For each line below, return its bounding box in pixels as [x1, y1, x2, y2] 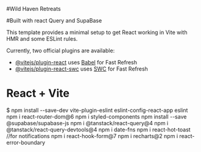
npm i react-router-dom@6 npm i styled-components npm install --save [6, 112, 187, 120]
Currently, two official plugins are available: [6, 47, 115, 54]
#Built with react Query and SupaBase [6, 17, 102, 24]
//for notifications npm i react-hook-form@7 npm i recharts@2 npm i [6, 132, 178, 139]
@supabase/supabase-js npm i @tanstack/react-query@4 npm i [6, 119, 169, 126]
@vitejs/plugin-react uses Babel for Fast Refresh [15, 59, 138, 66]
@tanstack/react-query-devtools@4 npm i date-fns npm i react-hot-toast [6, 126, 191, 133]
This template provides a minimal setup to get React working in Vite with [6, 29, 188, 36]
